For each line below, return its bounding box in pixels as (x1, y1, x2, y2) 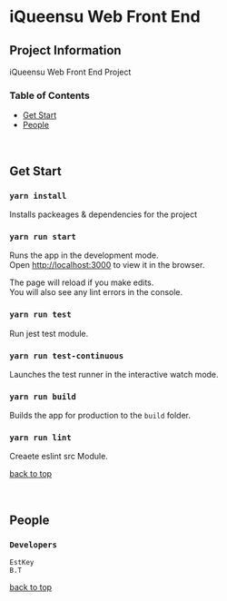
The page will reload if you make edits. (9, 277, 154, 288)
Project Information (9, 43, 122, 58)
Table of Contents (9, 89, 91, 102)
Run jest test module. (9, 328, 89, 339)
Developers (9, 539, 57, 550)
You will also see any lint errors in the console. (9, 287, 183, 298)
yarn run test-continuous (9, 350, 124, 360)
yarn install (9, 191, 67, 201)
